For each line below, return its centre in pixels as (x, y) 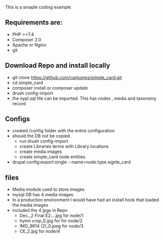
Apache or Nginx (29, 45)
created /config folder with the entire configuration (63, 131)
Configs (18, 119)
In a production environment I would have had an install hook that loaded (85, 200)
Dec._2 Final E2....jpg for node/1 (51, 215)
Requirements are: (34, 22)
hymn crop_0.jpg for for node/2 (51, 221)
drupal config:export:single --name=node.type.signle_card (71, 162)
